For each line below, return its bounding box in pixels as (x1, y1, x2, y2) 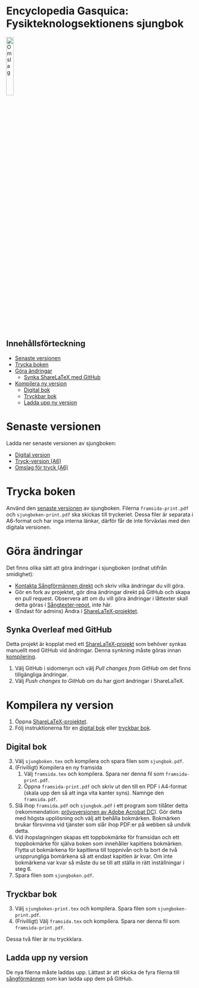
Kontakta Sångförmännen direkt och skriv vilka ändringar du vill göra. (14, 582, 185, 589)
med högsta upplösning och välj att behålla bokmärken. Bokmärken (14, 815, 181, 822)
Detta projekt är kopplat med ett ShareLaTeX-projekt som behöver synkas (6, 641, 186, 648)
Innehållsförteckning (6, 338, 86, 349)
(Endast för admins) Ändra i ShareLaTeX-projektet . (14, 607, 139, 614)
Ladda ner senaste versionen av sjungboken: (6, 439, 117, 447)
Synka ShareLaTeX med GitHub (23, 373, 101, 380)
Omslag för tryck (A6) (14, 464, 69, 471)
